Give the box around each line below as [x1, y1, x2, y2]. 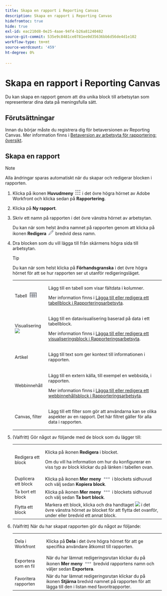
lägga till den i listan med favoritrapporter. [46, 584, 132, 590]
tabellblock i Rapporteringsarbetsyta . [48, 299, 124, 306]
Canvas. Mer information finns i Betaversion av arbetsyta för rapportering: [5, 132, 157, 138]
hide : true [5, 24, 28, 29]
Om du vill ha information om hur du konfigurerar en [45, 459, 151, 465]
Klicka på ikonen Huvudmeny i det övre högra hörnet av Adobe [12, 190, 150, 196]
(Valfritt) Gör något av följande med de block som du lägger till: [12, 434, 142, 441]
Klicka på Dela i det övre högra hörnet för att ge [46, 538, 144, 544]
